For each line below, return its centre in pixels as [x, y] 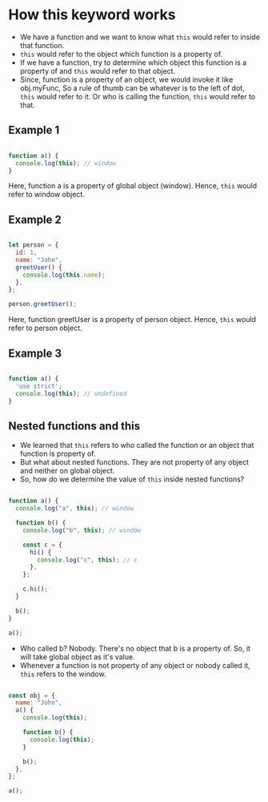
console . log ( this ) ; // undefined [71, 393]
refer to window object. [47, 195]
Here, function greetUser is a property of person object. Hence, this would [132, 320]
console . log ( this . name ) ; [64, 275]
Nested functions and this [74, 426]
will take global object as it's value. [77, 657]
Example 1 [34, 130]
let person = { [34, 245]
